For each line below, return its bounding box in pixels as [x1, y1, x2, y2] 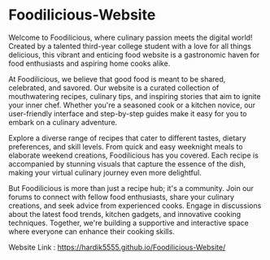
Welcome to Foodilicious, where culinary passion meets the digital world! [8, 32, 253, 42]
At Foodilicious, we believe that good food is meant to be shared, [8, 74, 226, 84]
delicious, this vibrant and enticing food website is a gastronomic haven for [8, 50, 260, 59]
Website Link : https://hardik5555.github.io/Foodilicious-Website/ [8, 242, 226, 252]
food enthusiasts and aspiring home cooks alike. [8, 58, 171, 68]
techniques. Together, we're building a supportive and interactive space [8, 218, 250, 227]
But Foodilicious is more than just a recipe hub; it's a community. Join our [8, 183, 255, 193]
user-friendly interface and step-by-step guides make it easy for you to [8, 108, 247, 119]
